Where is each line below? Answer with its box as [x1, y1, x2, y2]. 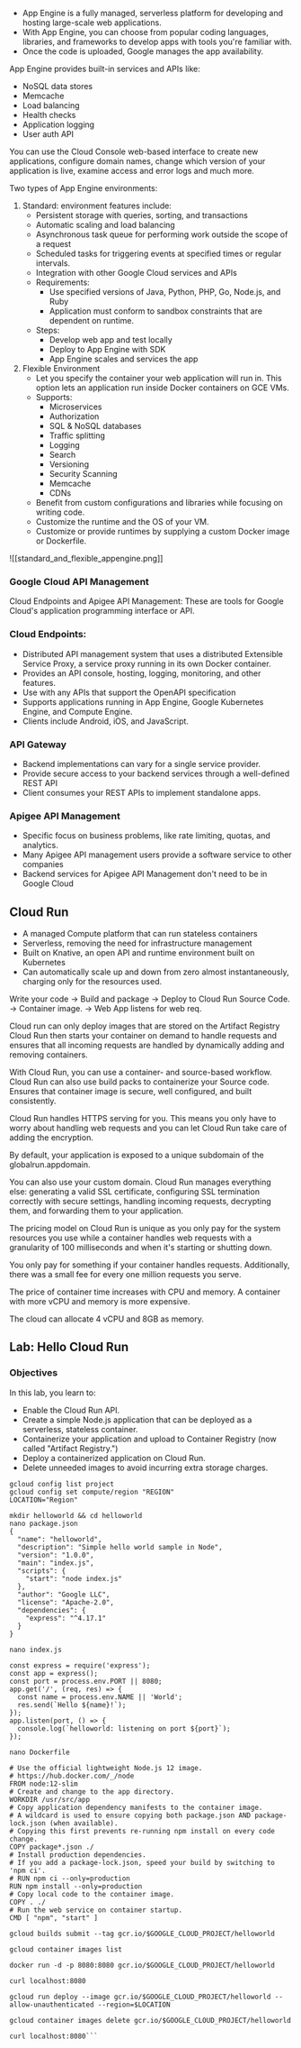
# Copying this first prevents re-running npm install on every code [9, 1826, 276, 1835]
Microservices [49, 401, 102, 412]
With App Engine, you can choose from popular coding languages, [22, 27, 270, 37]
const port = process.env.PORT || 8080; [9, 1677, 164, 1686]
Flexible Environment [22, 363, 101, 373]
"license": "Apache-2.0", [17, 1597, 115, 1607]
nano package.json [9, 1519, 78, 1528]
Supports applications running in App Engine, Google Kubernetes [22, 696, 264, 707]
